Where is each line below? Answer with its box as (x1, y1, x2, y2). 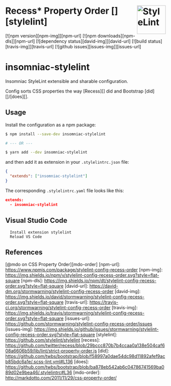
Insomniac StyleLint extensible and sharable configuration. (5, 78, 128, 84)
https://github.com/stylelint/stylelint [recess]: (5, 337, 100, 343)
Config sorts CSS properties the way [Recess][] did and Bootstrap (5, 88, 144, 94)
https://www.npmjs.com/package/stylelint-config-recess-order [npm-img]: (5, 267, 163, 273)
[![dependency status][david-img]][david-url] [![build (36, 38, 147, 44)
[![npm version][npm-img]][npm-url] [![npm (5, 33, 97, 39)
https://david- (89, 283, 119, 289)
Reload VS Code (10, 234, 42, 239)
